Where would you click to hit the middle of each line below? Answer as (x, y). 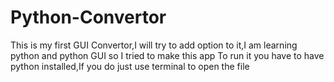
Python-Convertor (88, 17)
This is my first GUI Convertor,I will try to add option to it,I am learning (154, 45)
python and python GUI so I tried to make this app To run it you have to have (167, 55)
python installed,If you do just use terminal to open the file (130, 66)
